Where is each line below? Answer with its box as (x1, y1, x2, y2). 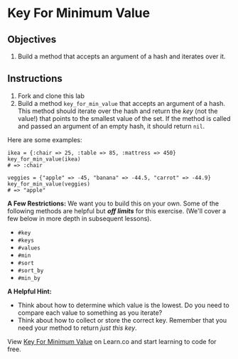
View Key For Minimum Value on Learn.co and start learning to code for (7, 337, 217, 345)
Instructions (7, 73, 63, 85)
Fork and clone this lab (17, 91, 85, 100)
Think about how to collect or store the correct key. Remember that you (17, 316, 227, 324)
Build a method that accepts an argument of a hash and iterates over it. (17, 52, 226, 60)
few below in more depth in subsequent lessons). (7, 214, 151, 223)
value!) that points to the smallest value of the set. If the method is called (17, 114, 231, 122)
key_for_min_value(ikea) (7, 155, 81, 163)
